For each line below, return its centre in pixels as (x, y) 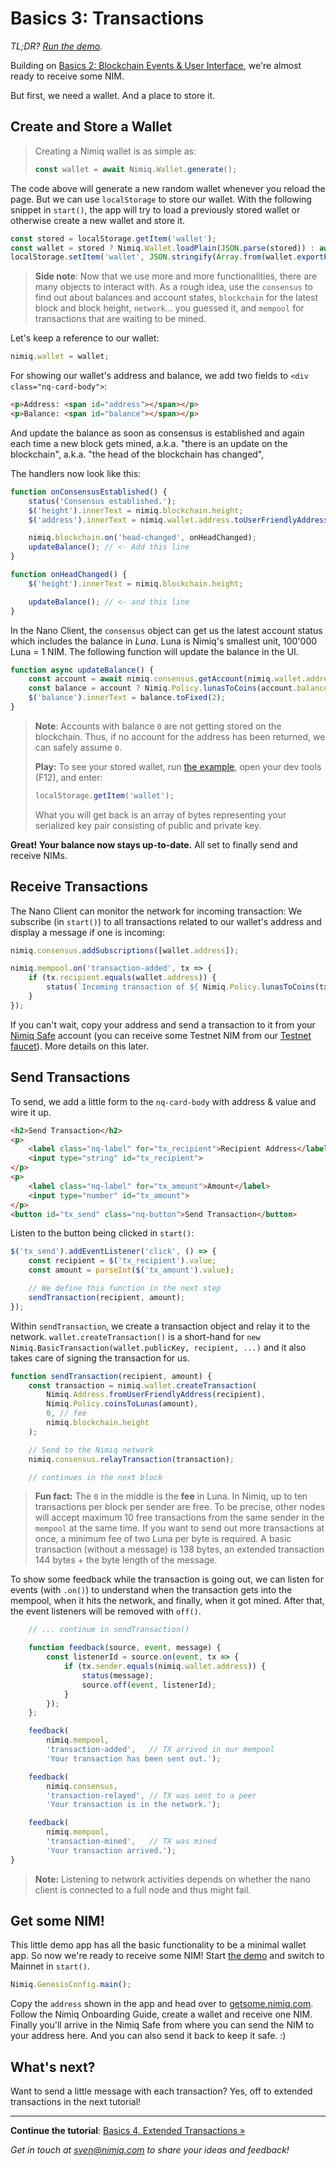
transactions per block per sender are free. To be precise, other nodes (180, 1507)
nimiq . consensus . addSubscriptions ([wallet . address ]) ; (125, 950)
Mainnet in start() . (50, 1966)
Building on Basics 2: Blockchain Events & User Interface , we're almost (156, 65)
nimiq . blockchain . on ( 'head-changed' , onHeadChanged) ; (142, 538)
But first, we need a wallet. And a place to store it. (113, 95)
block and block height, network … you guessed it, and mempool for (169, 308)
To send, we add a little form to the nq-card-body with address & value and (163, 1101)
